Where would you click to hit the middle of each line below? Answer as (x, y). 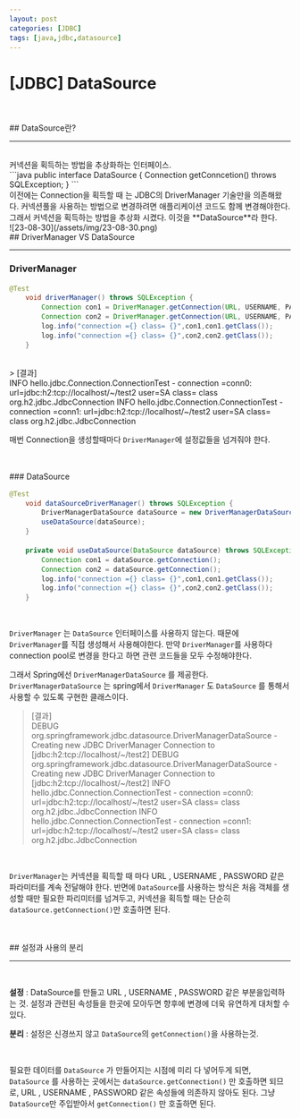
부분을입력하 (263, 993)
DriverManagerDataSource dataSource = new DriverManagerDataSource (169, 513)
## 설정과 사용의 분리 (46, 948)
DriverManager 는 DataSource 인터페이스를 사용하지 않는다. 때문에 (124, 633)
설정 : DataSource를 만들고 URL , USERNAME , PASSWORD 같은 (125, 993)
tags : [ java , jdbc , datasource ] (66, 38)
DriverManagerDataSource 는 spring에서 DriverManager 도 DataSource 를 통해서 (150, 686)
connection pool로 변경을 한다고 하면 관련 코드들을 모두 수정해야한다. (131, 656)
